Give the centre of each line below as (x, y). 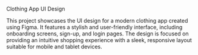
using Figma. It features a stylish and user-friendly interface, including (94, 27)
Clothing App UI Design (36, 9)
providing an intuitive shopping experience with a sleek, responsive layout (99, 40)
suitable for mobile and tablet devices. (54, 46)
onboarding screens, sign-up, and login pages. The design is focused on (97, 34)
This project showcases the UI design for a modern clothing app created (97, 20)
